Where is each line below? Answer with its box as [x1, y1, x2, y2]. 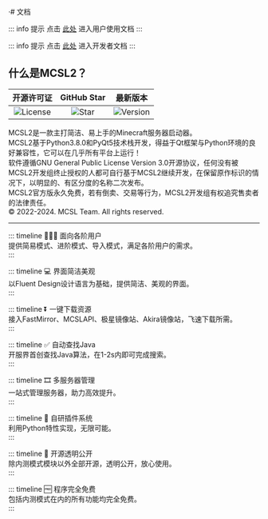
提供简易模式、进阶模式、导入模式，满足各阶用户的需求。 [8, 241, 197, 250]
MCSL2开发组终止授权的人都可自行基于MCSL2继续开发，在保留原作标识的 [8, 167, 253, 178]
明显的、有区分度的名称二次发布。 [35, 178, 148, 187]
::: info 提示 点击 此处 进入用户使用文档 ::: [8, 24, 143, 34]
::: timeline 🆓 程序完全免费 [8, 484, 96, 493]
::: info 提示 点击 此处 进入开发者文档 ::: [8, 41, 136, 50]
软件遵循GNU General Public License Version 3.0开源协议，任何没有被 [8, 158, 239, 167]
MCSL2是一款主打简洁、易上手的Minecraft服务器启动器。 [8, 127, 197, 138]
